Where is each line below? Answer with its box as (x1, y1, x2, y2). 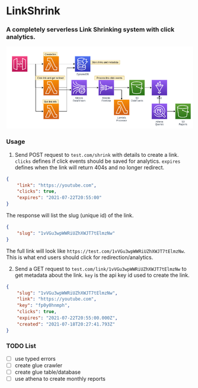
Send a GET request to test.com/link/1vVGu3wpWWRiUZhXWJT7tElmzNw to (14, 265, 187, 272)
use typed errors (14, 355, 56, 362)
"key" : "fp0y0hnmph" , (17, 302, 70, 308)
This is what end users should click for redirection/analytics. (6, 254, 154, 261)
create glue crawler (14, 362, 63, 369)
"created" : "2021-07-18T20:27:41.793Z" (17, 321, 116, 327)
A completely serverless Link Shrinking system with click (6, 26, 175, 34)
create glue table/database (14, 368, 81, 376)
